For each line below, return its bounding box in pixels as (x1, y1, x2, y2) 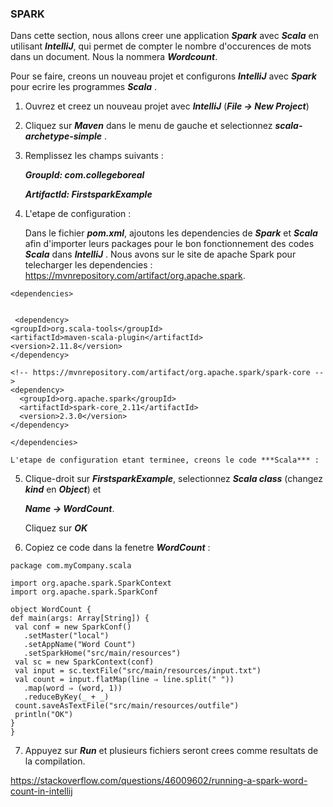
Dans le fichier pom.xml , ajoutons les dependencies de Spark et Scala (24, 227, 318, 239)
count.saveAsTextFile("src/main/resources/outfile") (14, 701, 240, 711)
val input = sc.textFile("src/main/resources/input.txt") (14, 666, 262, 676)
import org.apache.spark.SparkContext (10, 578, 172, 589)
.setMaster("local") (23, 631, 110, 641)
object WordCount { (10, 605, 92, 615)
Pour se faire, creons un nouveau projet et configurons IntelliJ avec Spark (10, 70, 317, 82)
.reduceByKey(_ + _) (23, 692, 110, 702)
